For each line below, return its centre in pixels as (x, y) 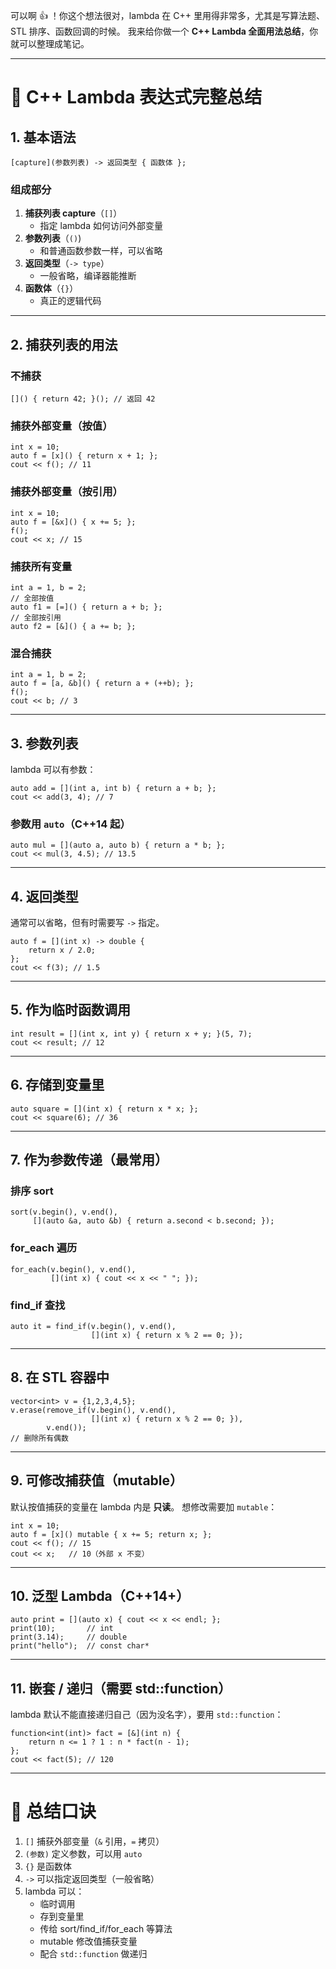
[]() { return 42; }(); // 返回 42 (83, 399)
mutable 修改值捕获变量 (88, 1941)
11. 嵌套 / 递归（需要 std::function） (121, 1688)
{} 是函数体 (48, 1866)
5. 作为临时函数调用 (70, 1010)
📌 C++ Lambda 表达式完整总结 (136, 97)
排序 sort (32, 1191)
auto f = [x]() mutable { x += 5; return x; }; (111, 1534)
